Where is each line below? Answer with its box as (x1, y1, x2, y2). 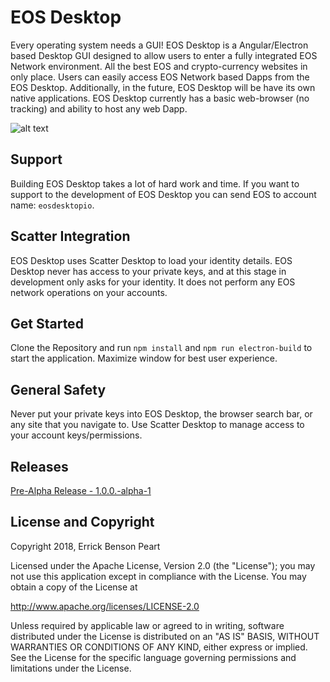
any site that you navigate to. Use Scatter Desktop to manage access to (10, 419, 305, 431)
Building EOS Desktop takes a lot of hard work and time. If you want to (10, 177, 300, 190)
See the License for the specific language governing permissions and (10, 651, 297, 663)
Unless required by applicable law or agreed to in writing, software (10, 619, 285, 631)
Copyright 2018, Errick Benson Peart (10, 540, 161, 552)
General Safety (10, 381, 107, 398)
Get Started (10, 315, 84, 332)
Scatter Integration (10, 228, 131, 245)
